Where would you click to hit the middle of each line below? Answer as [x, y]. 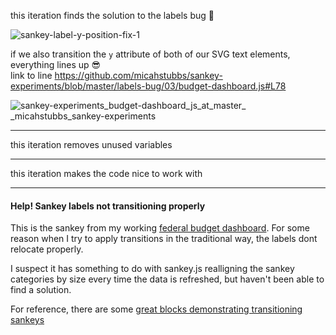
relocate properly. [47, 249]
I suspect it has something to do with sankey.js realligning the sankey [152, 269]
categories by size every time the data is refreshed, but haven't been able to [167, 279]
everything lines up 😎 [56, 64]
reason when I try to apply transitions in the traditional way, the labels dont [164, 239]
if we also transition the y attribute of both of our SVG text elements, [150, 54]
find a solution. [41, 290]
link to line [31, 75]
